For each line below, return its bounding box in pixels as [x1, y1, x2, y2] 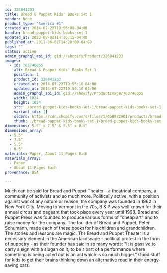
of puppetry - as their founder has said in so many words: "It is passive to [5, 241, 156, 247]
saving [5, 262, 19, 268]
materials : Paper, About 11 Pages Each [5, 151, 88, 156]
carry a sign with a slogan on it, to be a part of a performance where [5, 246, 145, 252]
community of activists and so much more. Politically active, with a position [5, 193, 159, 199]
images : [5, 58, 21, 63]
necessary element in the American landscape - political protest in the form [5, 236, 160, 242]
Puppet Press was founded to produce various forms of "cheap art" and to [5, 214, 158, 220]
